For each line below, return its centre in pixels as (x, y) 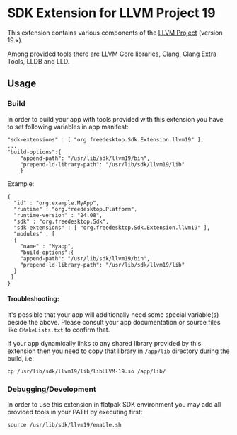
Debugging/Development (52, 389)
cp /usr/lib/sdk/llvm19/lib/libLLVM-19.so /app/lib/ (87, 371)
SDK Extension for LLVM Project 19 (111, 13)
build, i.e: (21, 358)
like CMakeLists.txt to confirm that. (59, 330)
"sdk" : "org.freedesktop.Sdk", (62, 221)
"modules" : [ (34, 234)
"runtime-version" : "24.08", (58, 215)
